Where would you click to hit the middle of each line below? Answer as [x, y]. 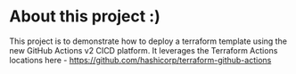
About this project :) [85, 16]
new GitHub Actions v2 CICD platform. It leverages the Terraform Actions [144, 50]
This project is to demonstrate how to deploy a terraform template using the [148, 41]
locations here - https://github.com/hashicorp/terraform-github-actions [140, 60]
